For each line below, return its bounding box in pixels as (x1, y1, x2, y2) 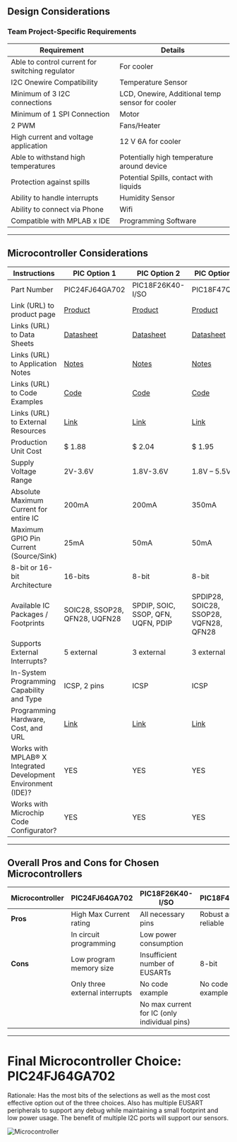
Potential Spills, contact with (119, 172, 213, 182)
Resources (11, 426, 47, 435)
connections (11, 97, 52, 107)
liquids (119, 181, 142, 191)
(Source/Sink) (11, 551, 58, 560)
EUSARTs (140, 968, 171, 978)
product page (11, 309, 56, 319)
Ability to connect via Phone (11, 204, 104, 214)
